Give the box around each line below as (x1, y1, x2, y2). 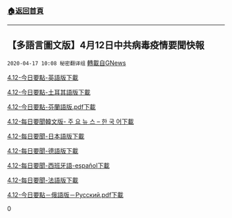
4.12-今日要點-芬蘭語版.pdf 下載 (7, 103, 96, 111)
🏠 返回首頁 (7, 6, 44, 15)
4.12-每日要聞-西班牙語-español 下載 (7, 161, 110, 170)
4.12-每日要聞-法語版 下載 (7, 176, 79, 184)
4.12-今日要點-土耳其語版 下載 (7, 88, 91, 97)
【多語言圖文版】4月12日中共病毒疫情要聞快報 (7, 39, 205, 51)
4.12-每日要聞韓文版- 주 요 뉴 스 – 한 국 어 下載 (7, 117, 135, 126)
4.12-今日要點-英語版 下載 (7, 74, 79, 82)
